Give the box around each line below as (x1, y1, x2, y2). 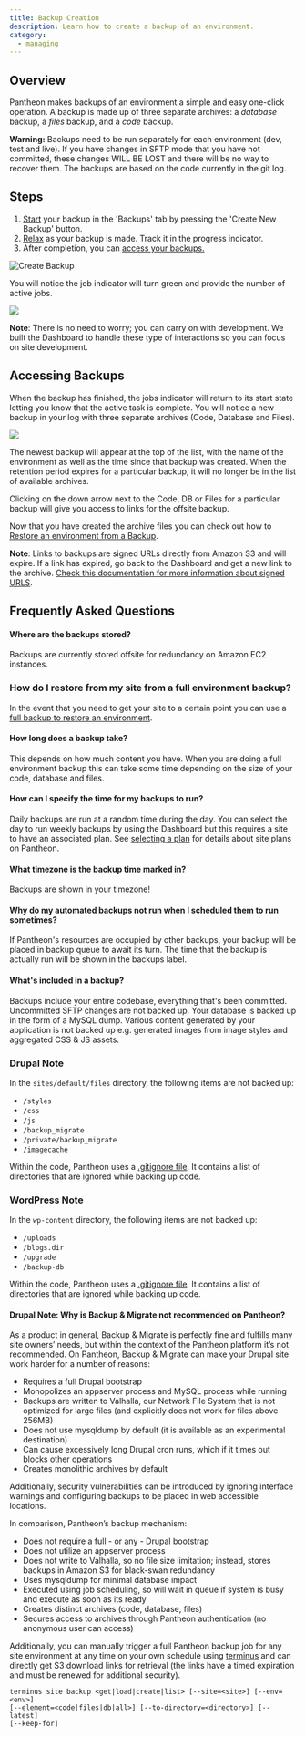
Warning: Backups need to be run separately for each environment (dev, (9, 134, 282, 145)
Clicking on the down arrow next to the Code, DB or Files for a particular (9, 493, 280, 504)
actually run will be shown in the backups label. (9, 954, 188, 965)
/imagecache (22, 1145, 68, 1154)
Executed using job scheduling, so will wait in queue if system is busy (22, 1584, 284, 1596)
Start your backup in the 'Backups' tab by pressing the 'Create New (22, 213, 277, 224)
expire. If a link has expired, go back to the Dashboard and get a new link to (9, 557, 293, 568)
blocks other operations (22, 1453, 113, 1464)
